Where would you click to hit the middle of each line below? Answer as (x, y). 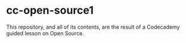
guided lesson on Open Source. (45, 33)
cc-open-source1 (50, 10)
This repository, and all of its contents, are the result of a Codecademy (93, 27)
